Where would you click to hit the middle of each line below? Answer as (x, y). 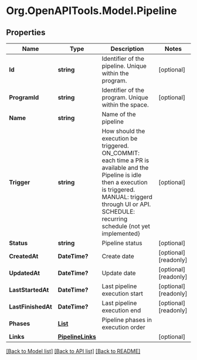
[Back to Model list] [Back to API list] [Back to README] (73, 351)
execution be (120, 138)
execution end (121, 310)
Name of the (119, 114)
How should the (123, 131)
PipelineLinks (77, 337)
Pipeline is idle (122, 175)
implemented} (121, 234)
